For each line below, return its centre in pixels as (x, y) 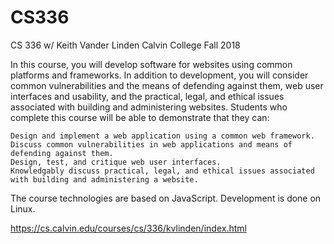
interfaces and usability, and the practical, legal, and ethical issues (147, 96)
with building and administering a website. (104, 179)
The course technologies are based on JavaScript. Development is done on (166, 198)
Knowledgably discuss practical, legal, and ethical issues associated (162, 171)
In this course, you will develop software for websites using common (151, 64)
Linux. (23, 208)
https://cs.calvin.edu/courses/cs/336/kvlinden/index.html (128, 228)
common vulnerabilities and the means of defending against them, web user (167, 85)
